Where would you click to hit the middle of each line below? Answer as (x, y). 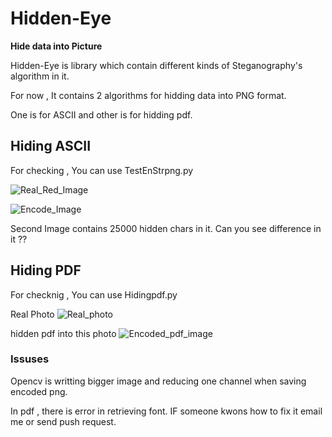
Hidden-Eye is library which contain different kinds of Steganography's (156, 65)
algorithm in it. (40, 76)
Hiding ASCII (51, 146)
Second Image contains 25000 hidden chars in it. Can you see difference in (166, 228)
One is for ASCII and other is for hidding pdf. (101, 114)
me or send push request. (63, 421)
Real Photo (32, 314)
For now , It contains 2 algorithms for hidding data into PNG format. (148, 95)
